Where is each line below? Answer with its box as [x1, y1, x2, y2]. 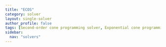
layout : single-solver [5, 16, 52, 21]
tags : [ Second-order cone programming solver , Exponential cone [5, 25, 140, 30]
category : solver [5, 12, 41, 17]
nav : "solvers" [9, 35, 41, 40]
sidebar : [5, 30, 23, 35]
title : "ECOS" [5, 7, 35, 12]
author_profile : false [5, 21, 52, 26]
